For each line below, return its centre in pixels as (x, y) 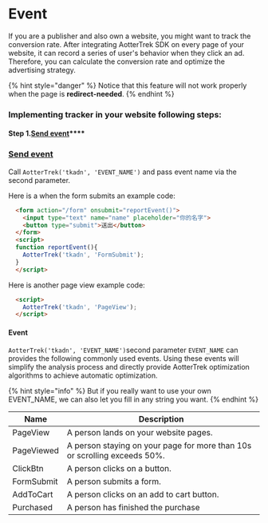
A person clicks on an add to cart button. (143, 494)
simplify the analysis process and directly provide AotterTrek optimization (129, 367)
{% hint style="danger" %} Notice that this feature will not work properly (128, 85)
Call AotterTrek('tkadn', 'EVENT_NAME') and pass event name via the (122, 172)
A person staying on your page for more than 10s (159, 446)
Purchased (33, 508)
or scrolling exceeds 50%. (116, 456)
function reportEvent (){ (57, 248)
